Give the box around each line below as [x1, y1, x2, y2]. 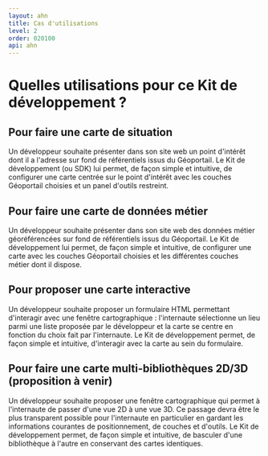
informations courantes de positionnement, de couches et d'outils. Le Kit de [8, 421, 259, 431]
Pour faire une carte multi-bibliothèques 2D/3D [8, 362, 249, 376]
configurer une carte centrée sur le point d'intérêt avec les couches [8, 172, 232, 182]
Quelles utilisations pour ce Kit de [8, 76, 238, 95]
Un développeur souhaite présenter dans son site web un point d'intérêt [8, 146, 246, 157]
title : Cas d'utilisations [8, 19, 99, 27]
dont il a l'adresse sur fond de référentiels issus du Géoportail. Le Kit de [8, 155, 246, 165]
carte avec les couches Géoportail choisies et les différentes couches [8, 251, 239, 261]
